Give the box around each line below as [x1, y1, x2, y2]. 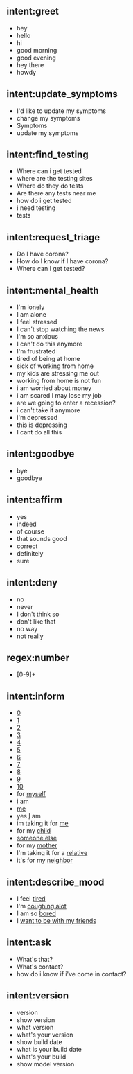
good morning [16, 46, 57, 54]
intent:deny [6, 576, 58, 588]
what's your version [16, 1030, 73, 1039]
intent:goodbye [6, 448, 75, 460]
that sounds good [16, 534, 67, 543]
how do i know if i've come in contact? [16, 969, 127, 978]
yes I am [16, 812, 41, 820]
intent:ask [6, 937, 51, 949]
